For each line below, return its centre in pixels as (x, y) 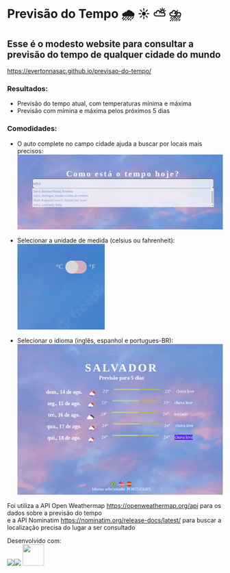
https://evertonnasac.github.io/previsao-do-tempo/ (79, 71)
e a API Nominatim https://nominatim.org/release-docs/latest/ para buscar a (114, 520)
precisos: (30, 151)
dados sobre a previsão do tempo (55, 513)
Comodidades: (32, 129)
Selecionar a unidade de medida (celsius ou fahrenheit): (96, 240)
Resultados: (27, 88)
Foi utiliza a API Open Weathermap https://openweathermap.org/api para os (114, 506)
